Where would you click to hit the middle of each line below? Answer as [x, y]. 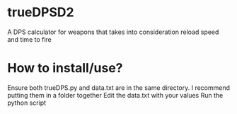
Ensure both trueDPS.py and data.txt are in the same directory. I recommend [119, 87]
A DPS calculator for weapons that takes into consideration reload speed [113, 32]
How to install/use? [65, 68]
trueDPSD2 [41, 12]
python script [27, 103]
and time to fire [29, 39]
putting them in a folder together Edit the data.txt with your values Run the [115, 95]
